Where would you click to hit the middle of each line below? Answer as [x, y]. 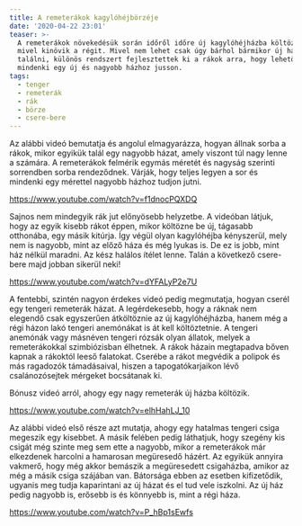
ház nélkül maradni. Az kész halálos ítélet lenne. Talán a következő [133, 255]
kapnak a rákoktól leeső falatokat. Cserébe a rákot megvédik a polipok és [145, 357]
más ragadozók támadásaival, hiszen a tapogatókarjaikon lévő [124, 366]
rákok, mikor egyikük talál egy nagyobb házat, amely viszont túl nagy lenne [148, 153]
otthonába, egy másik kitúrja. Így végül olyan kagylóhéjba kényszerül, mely [148, 236]
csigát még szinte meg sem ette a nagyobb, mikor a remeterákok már [138, 447]
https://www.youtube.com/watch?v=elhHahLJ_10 [100, 411]
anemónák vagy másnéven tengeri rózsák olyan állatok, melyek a [130, 337]
